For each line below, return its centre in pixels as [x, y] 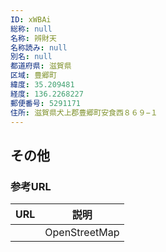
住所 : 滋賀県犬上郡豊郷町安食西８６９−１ [84, 112]
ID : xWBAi [31, 19]
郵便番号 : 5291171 [46, 103]
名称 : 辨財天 [33, 38]
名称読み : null [39, 47]
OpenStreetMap [82, 233]
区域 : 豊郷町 [33, 76]
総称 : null [31, 29]
